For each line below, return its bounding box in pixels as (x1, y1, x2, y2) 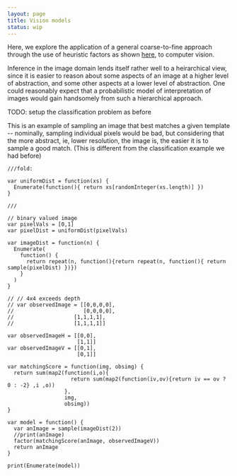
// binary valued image (7, 215, 78, 222)
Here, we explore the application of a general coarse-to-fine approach (7, 43, 212, 52)
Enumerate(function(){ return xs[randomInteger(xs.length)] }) (13, 184, 204, 191)
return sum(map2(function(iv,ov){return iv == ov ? (70, 376, 226, 383)
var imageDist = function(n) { (7, 240, 100, 247)
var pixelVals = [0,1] (7, 221, 74, 228)
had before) (7, 151, 42, 160)
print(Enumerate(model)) (7, 463, 81, 470)
